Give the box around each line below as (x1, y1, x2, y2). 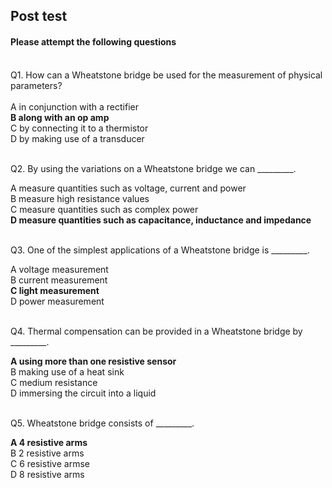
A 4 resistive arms (10, 436, 88, 448)
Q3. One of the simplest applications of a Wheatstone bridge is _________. (10, 244, 310, 256)
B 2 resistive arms (10, 447, 85, 459)
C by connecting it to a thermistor (10, 122, 149, 134)
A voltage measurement (10, 263, 109, 275)
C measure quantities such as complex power (10, 203, 199, 215)
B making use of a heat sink (10, 365, 125, 378)
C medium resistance (10, 376, 98, 388)
